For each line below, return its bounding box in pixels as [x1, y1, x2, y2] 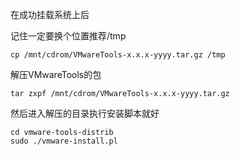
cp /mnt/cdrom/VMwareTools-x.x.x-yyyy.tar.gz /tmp [10, 50, 226, 60]
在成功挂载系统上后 [10, 9, 90, 20]
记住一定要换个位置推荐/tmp [10, 30, 127, 42]
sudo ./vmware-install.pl [10, 136, 118, 146]
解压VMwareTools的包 [10, 69, 102, 80]
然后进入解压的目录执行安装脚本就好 [10, 108, 160, 119]
